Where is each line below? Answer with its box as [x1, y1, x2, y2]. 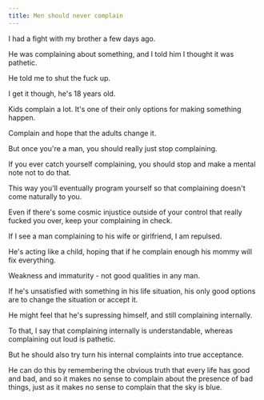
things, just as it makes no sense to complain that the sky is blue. [8, 382, 222, 392]
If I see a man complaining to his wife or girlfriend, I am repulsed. [8, 231, 222, 241]
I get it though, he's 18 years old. [8, 89, 116, 98]
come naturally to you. [8, 191, 82, 201]
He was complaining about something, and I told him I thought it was [8, 49, 234, 58]
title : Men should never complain [8, 11, 124, 20]
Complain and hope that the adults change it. [8, 128, 157, 138]
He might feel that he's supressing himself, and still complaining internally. [8, 310, 253, 320]
